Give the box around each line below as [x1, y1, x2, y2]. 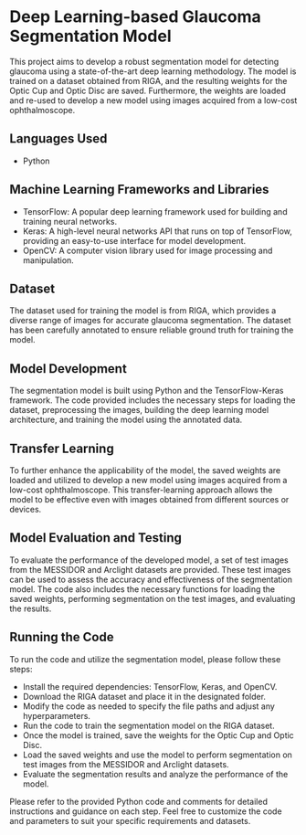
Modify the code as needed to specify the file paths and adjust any [22, 701, 276, 712]
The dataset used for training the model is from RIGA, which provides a [9, 305, 277, 316]
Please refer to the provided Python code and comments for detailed [9, 796, 268, 807]
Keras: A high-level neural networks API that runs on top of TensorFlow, [22, 226, 292, 237]
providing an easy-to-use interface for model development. [22, 235, 247, 246]
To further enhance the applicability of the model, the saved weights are [9, 465, 281, 476]
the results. [9, 603, 52, 614]
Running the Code [9, 629, 114, 645]
